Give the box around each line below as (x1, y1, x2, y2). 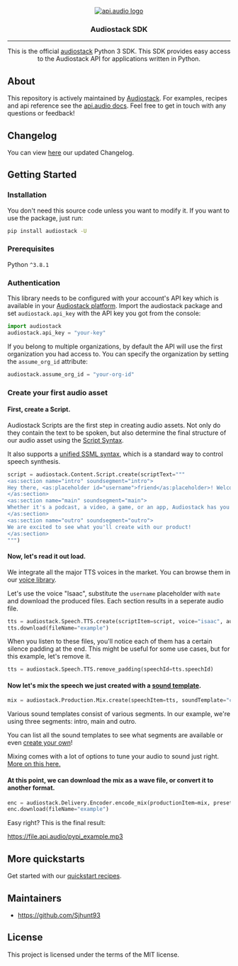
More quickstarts (7, 853, 85, 865)
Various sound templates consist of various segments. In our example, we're (7, 710, 231, 718)
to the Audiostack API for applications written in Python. (38, 55, 200, 63)
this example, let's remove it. (7, 652, 91, 661)
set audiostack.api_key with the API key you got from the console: (7, 309, 201, 318)
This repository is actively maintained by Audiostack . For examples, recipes (7, 94, 228, 103)
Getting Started (7, 169, 77, 181)
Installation (7, 190, 47, 200)
